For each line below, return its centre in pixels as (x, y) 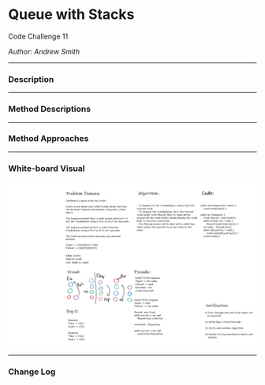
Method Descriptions (50, 109)
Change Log (32, 372)
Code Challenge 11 (38, 36)
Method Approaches (49, 139)
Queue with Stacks (71, 15)
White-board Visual (47, 168)
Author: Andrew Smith (44, 51)
